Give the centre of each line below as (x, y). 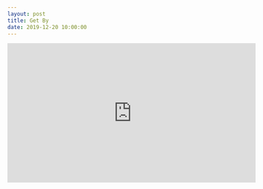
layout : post (27, 14)
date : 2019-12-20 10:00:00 (47, 27)
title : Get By (28, 21)
